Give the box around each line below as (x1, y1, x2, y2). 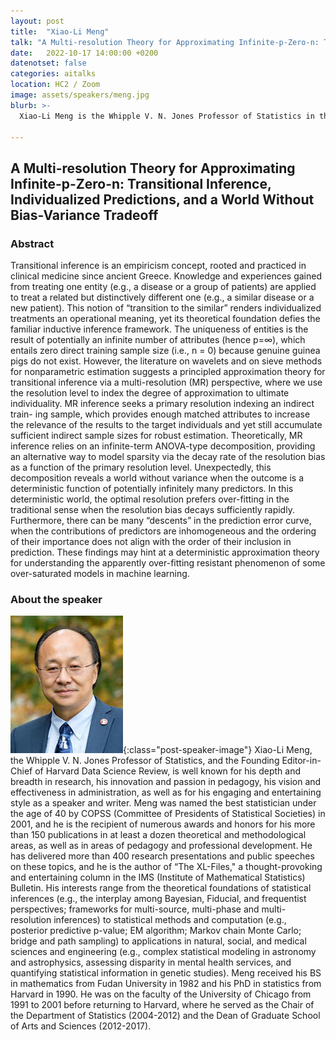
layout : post (10, 16, 65, 26)
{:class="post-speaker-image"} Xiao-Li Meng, (123, 744, 313, 756)
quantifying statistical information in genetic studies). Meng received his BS (10, 967, 322, 979)
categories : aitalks (10, 69, 97, 79)
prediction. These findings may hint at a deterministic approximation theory (10, 546, 320, 559)
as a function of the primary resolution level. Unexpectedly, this (10, 461, 272, 474)
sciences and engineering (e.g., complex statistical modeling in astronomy (10, 946, 317, 958)
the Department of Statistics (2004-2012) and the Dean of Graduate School (10, 1010, 321, 1022)
